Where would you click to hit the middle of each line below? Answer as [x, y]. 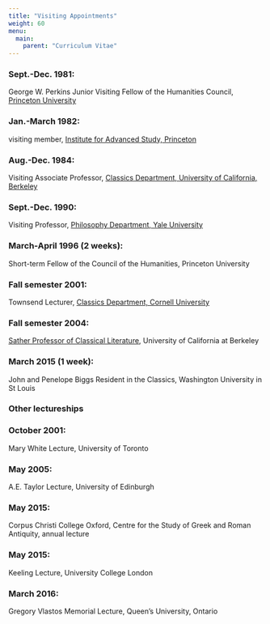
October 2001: [37, 431]
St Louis [22, 388]
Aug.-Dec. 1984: [42, 160]
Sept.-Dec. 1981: [42, 74]
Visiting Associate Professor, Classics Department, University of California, [133, 178]
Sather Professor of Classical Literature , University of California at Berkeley [134, 341]
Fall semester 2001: [48, 284]
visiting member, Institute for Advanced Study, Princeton [102, 139]
